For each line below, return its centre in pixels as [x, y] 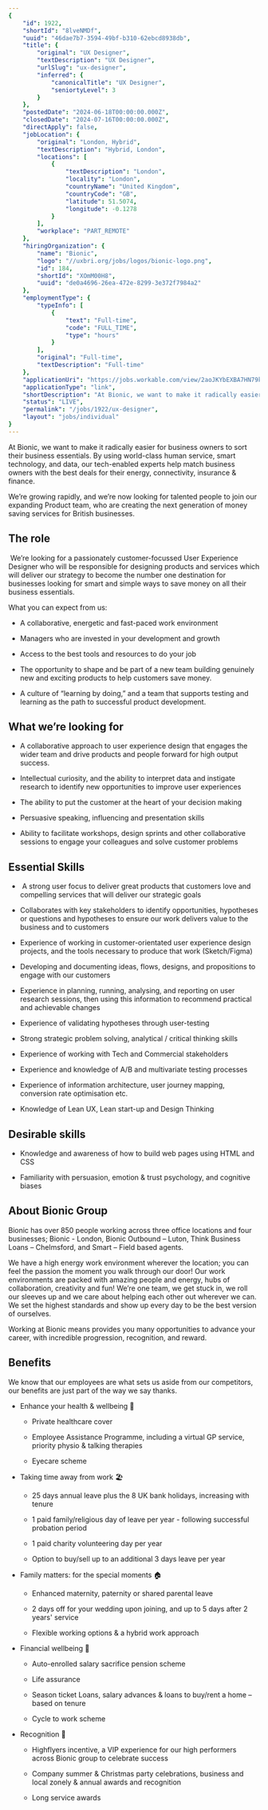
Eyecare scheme [59, 1461]
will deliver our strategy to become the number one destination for [117, 575]
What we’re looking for [66, 727]
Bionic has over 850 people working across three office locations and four [130, 1230]
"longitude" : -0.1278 [101, 209]
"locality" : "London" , [103, 179]
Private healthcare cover [72, 1421]
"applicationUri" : [53, 380]
